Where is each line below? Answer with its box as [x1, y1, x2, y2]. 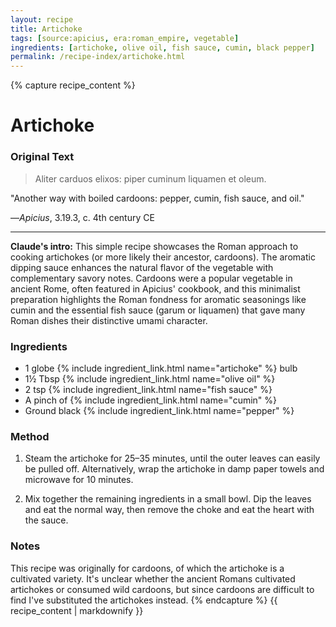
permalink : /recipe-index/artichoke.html [10, 52, 186, 62]
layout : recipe [10, 14, 74, 25]
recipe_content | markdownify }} [10, 604, 144, 616]
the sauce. [24, 514, 69, 526]
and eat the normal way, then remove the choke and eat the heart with [24, 504, 315, 516]
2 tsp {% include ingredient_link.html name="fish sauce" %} [24, 383, 273, 395]
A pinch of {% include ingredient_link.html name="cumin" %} [24, 394, 278, 406]
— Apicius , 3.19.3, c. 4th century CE [10, 211, 155, 223]
